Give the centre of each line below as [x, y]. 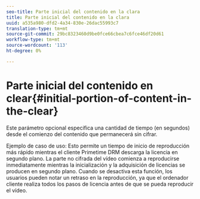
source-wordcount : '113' [37, 46]
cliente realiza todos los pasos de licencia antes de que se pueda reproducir [100, 184]
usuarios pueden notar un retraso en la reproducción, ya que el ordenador [98, 177]
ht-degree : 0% [24, 51]
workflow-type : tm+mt [33, 40]
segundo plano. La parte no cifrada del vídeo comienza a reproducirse [93, 158]
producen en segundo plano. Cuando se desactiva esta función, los [90, 171]
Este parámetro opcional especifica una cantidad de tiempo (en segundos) [98, 128]
